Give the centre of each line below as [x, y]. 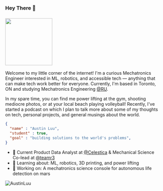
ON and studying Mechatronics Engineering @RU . [57, 89]
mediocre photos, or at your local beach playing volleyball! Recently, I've [80, 104]
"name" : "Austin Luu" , [34, 129]
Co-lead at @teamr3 [34, 157]
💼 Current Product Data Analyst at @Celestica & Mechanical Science [83, 152]
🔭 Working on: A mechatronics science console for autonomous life [82, 168]
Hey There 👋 [21, 8]
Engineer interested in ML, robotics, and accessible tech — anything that [80, 78]
